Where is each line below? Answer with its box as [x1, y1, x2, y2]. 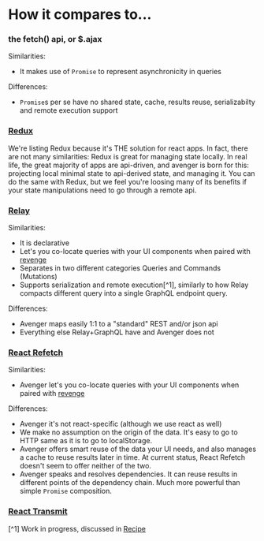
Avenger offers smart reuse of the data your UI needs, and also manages [19, 444, 257, 454]
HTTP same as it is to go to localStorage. [19, 436, 152, 446]
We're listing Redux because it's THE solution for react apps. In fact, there [8, 144, 248, 153]
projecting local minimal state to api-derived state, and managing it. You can [8, 168, 255, 178]
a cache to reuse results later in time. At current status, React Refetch [19, 453, 246, 462]
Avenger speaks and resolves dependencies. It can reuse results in [19, 469, 238, 479]
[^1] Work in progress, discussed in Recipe [8, 524, 146, 533]
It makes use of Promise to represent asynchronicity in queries [19, 67, 222, 76]
